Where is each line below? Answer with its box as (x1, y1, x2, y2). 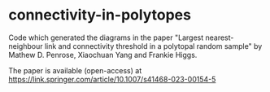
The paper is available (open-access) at (8, 65, 142, 75)
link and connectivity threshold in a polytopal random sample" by (44, 41, 263, 50)
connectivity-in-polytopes (8, 6, 191, 24)
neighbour (8, 41, 43, 50)
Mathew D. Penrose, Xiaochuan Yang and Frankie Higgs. (8, 50, 198, 59)
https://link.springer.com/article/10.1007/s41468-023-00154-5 (8, 74, 216, 84)
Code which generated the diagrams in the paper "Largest (8, 33, 204, 42)
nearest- (205, 33, 234, 42)
